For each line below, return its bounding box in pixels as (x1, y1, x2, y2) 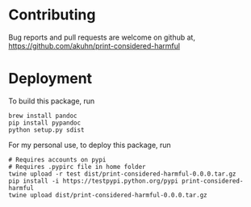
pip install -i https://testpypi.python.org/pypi (8, 176, 179, 185)
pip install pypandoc (8, 119, 82, 127)
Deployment (8, 70, 93, 88)
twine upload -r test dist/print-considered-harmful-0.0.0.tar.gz (8, 170, 236, 178)
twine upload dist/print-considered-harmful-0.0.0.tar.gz (8, 191, 207, 199)
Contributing (8, 6, 96, 24)
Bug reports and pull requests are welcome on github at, (8, 32, 196, 42)
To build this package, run (8, 95, 95, 106)
